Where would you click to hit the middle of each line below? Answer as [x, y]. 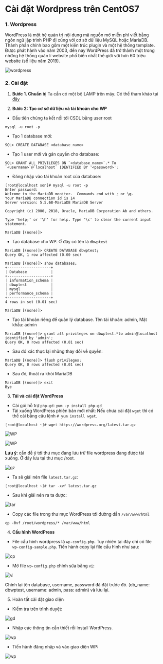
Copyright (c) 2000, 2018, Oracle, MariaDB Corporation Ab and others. [79, 211]
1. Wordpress [21, 24]
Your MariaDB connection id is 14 [40, 198]
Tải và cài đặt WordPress [38, 396]
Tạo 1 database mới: [32, 136]
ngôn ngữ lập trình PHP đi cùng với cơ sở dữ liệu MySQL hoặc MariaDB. [77, 40]
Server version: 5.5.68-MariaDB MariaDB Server [54, 202]
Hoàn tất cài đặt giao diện [38, 599]
